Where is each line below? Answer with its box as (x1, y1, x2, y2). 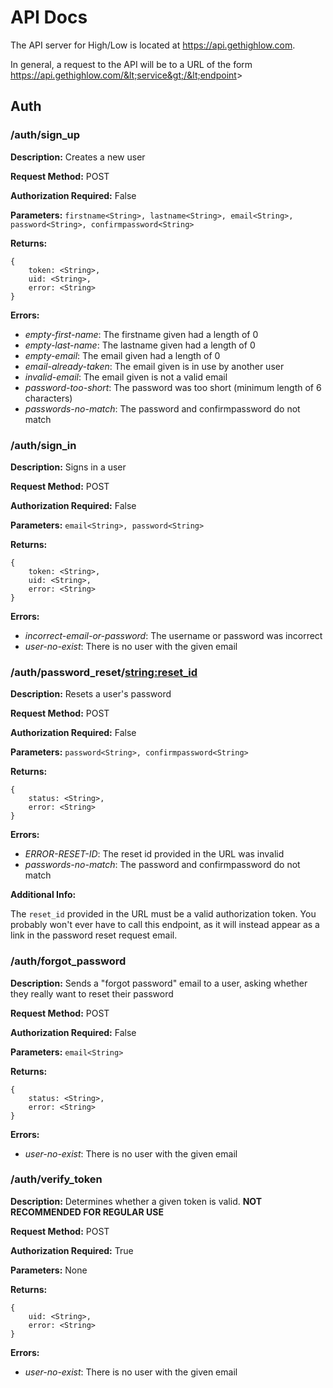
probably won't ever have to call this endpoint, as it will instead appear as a (10, 919, 320, 931)
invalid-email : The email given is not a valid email (24, 371, 228, 383)
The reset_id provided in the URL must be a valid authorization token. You (10, 908, 317, 920)
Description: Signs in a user (10, 461, 127, 473)
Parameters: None (10, 1264, 88, 1276)
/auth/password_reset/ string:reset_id (10, 665, 198, 679)
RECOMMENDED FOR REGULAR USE (10, 1206, 164, 1218)
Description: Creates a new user (10, 151, 146, 163)
